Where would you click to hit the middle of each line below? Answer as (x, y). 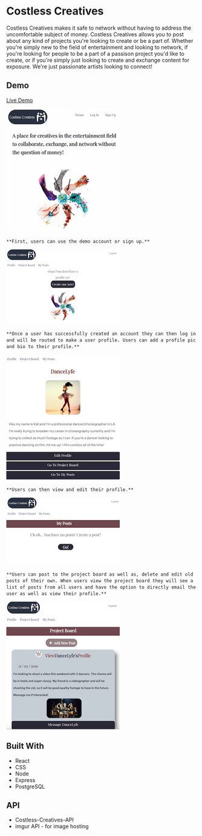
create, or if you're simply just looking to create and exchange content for (98, 60)
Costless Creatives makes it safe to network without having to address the (99, 28)
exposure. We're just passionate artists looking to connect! (80, 66)
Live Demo (20, 100)
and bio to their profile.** (43, 346)
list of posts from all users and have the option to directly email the (101, 587)
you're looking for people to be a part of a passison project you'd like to (96, 53)
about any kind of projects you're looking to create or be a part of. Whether (100, 41)
